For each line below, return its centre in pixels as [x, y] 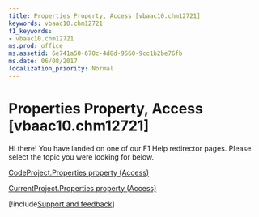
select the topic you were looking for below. [81, 157]
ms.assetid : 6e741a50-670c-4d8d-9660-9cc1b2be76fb [96, 53]
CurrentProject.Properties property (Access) [83, 188]
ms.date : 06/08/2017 [43, 62]
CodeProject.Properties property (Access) [79, 172]
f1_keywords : [30, 31]
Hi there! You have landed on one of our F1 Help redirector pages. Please [130, 148]
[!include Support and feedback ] [62, 204]
